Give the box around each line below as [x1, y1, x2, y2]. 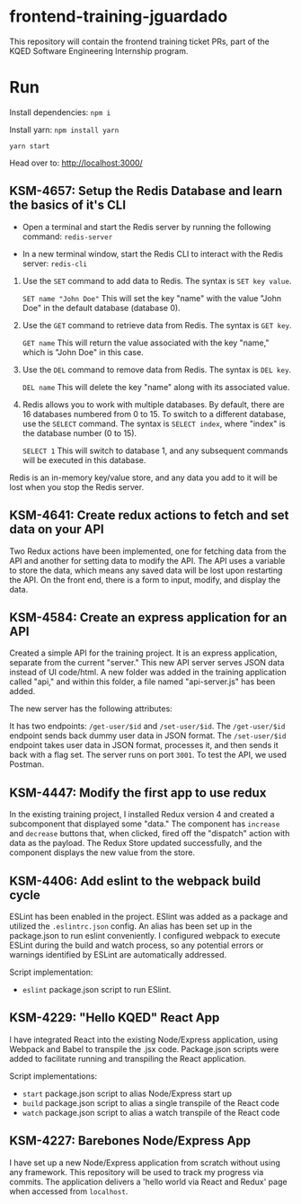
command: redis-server [22, 231, 113, 242]
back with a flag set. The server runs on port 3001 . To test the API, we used [9, 749, 288, 761]
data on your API [9, 522, 105, 537]
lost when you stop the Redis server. [9, 481, 145, 492]
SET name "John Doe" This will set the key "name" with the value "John [22, 292, 281, 303]
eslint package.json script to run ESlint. [22, 984, 172, 994]
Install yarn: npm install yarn [9, 124, 120, 135]
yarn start [9, 141, 50, 150]
